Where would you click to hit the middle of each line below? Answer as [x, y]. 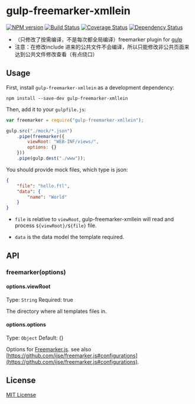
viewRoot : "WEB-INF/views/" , [63, 142]
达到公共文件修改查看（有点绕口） [56, 54]
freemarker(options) [36, 272]
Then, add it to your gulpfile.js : [46, 109]
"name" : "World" [47, 197]
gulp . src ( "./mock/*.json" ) [39, 131]
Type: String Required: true [40, 299]
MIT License [21, 395]
